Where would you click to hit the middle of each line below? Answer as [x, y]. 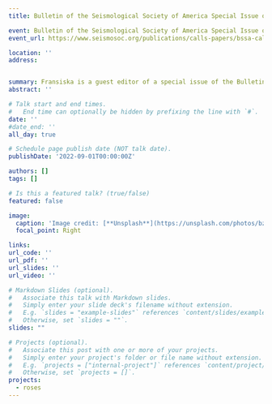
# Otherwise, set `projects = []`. [72, 373]
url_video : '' [32, 275]
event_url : [27, 38]
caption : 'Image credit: [57, 223]
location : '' [30, 53]
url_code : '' [30, 253]
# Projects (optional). [49, 342]
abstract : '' [30, 90]
